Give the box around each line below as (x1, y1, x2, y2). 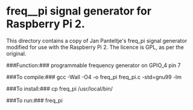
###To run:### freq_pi (6, 97, 63, 104)
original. (6, 50, 27, 57)
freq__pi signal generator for (6, 4, 152, 18)
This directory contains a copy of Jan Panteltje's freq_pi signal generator (6, 37, 188, 44)
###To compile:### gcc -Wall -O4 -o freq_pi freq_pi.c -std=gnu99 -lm (6, 73, 182, 80)
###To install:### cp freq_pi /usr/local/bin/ (6, 85, 113, 92)
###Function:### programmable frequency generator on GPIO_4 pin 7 (6, 62, 181, 69)
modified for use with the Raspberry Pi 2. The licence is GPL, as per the (6, 44, 184, 51)
